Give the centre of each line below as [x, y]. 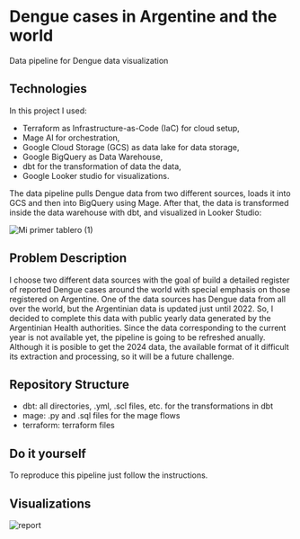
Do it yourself [48, 453]
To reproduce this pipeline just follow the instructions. [109, 475]
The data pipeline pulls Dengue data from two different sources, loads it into [150, 193]
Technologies [49, 89]
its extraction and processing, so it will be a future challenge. [122, 356]
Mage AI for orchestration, [71, 138]
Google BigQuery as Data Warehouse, [93, 157]
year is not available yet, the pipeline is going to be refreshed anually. [137, 337]
